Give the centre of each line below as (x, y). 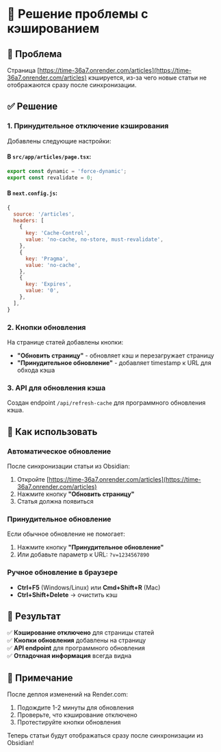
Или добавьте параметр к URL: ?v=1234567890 (83, 554)
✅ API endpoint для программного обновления (76, 648)
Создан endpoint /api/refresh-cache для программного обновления (106, 403)
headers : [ (29, 220)
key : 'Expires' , (48, 284)
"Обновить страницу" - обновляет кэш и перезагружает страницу (115, 355)
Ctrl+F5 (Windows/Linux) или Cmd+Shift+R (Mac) (89, 587)
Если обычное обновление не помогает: (66, 534)
